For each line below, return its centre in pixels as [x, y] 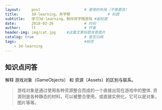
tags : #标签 [50, 42]
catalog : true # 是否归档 [54, 37]
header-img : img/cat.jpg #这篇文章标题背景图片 [55, 32]
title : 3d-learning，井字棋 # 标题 [62, 14]
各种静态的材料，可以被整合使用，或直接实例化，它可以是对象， [95, 97]
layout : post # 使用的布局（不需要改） [67, 10]
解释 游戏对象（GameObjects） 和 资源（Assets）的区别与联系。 [70, 80]
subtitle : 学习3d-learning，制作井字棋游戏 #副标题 [56, 19]
